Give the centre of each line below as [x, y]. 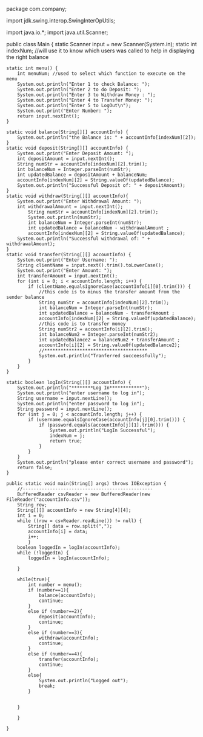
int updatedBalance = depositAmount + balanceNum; [82, 175]
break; [47, 686]
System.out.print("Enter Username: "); [68, 260]
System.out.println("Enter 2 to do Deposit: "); [80, 89]
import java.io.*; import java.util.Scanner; [57, 32]
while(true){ [34, 579]
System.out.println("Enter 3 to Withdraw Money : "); [86, 95]
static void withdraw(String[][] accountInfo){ [68, 196]
